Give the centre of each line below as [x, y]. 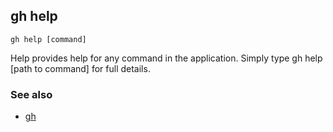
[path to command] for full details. [80, 68]
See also [31, 94]
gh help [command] [48, 39]
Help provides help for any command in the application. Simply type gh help [166, 58]
